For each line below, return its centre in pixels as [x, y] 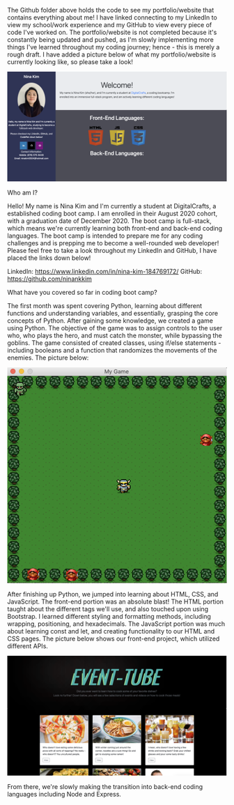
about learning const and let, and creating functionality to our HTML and [111, 631]
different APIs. [28, 646]
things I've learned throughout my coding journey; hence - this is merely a [114, 47]
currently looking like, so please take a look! [70, 62]
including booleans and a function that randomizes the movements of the [112, 351]
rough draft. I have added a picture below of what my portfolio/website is [112, 54]
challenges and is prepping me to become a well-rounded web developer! [113, 243]
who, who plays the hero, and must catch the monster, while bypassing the [115, 336]
